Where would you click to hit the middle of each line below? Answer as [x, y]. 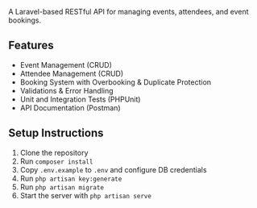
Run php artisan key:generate [71, 178]
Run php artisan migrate [62, 187]
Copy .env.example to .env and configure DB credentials [113, 169]
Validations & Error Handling [67, 90]
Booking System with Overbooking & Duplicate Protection [116, 82]
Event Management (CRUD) [66, 64]
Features [31, 46]
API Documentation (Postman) [70, 107]
